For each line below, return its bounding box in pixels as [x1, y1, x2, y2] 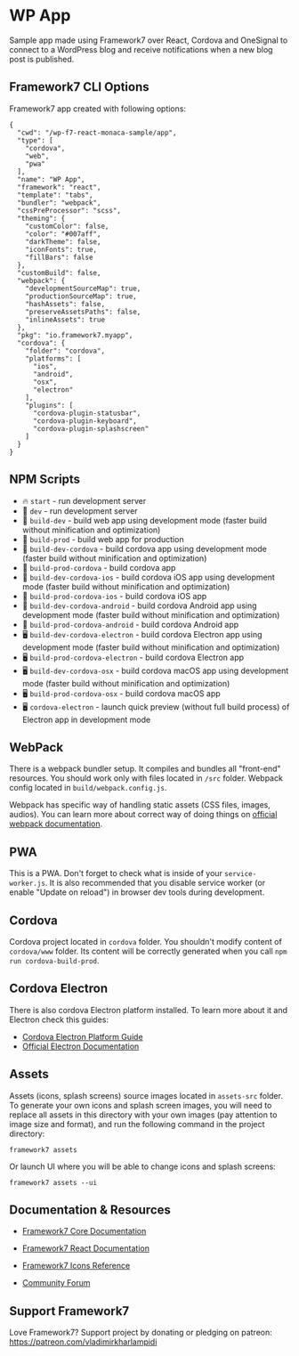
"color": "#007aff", [25, 229, 101, 239]
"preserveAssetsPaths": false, [25, 307, 141, 316]
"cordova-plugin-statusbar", [32, 409, 141, 418]
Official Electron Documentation [21, 1041, 140, 1052]
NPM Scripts [9, 472, 81, 487]
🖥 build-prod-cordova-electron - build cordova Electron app [21, 652, 245, 662]
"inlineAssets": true [25, 315, 105, 324]
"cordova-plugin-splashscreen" [32, 424, 149, 433]
